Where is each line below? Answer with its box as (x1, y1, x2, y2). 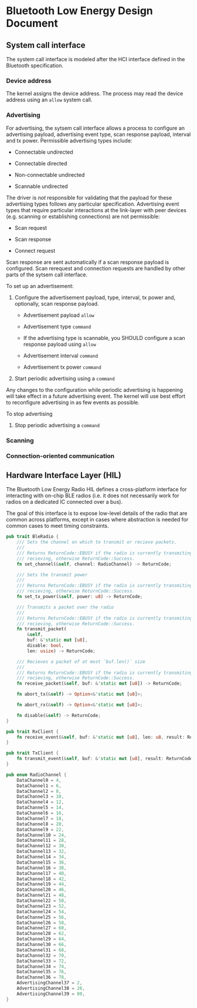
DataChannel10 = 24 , (16, 832, 67, 838)
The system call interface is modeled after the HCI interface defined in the (6, 56, 185, 62)
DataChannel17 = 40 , (16, 870, 67, 876)
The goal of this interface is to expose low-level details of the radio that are (6, 510, 188, 517)
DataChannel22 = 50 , (16, 898, 67, 904)
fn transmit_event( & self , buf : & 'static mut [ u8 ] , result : (16, 756, 164, 762)
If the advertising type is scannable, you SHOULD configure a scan (23, 334, 186, 341)
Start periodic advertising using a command (14, 375, 116, 382)
